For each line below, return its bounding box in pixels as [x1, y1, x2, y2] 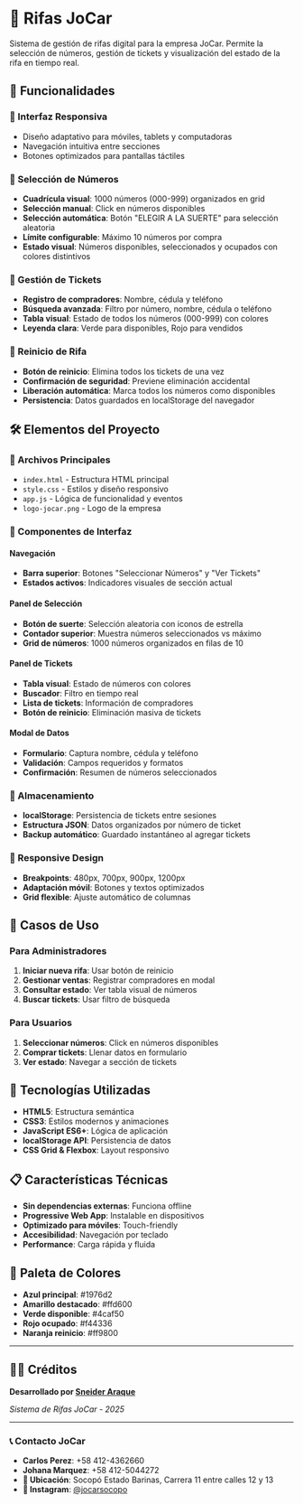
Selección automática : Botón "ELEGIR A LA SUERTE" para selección [22, 212, 279, 223]
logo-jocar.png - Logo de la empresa [22, 503, 161, 514]
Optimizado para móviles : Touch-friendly [22, 1219, 179, 1231]
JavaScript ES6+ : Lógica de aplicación [22, 1126, 169, 1136]
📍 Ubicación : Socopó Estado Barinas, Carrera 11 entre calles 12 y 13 [22, 1474, 274, 1485]
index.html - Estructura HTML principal [22, 474, 170, 485]
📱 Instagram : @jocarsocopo [22, 1484, 128, 1495]
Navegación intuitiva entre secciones [22, 140, 161, 152]
